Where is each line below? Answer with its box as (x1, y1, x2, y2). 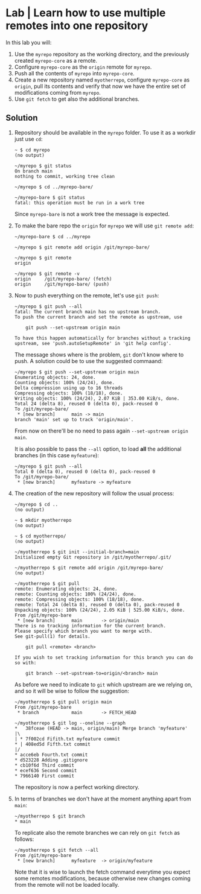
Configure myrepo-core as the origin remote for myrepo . (14, 63, 152, 71)
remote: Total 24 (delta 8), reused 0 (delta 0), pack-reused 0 (14, 601, 180, 607)
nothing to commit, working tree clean (14, 173, 115, 179)
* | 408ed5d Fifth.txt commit (14, 741, 91, 747)
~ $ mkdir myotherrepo (14, 517, 72, 523)
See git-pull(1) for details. (14, 633, 91, 639)
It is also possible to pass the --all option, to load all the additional (14, 445, 182, 452)
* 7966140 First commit (14, 773, 75, 779)
